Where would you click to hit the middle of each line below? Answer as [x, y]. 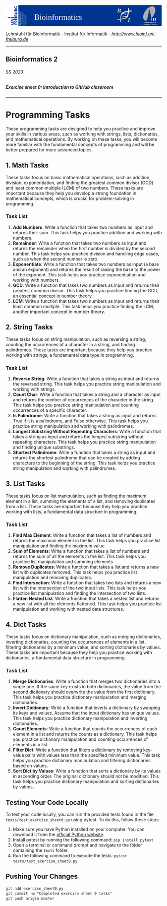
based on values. [30, 766]
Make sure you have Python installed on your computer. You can [79, 829]
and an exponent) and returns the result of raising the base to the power [86, 269]
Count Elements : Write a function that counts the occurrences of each [85, 729]
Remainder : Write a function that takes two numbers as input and [80, 243]
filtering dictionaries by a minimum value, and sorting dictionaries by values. [83, 647]
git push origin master [30, 898]
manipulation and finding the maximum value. [59, 546]
